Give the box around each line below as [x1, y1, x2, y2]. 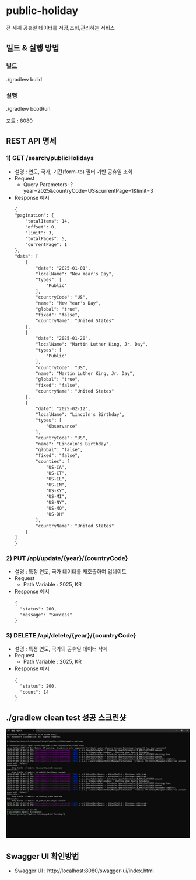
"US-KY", [45, 487, 67, 493]
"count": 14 [20, 690, 49, 695]
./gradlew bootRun [6, 105, 51, 112]
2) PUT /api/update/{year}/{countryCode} [6, 554, 128, 562]
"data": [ [14, 253, 39, 259]
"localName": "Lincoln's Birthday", [36, 411, 125, 417]
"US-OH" [45, 511, 65, 517]
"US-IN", [45, 482, 67, 487]
